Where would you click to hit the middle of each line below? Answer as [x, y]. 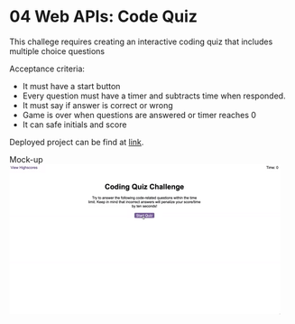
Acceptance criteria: [47, 69]
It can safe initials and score [74, 125]
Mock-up [26, 159]
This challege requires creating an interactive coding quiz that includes [141, 42]
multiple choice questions [57, 51]
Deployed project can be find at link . [77, 142]
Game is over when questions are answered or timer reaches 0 [139, 115]
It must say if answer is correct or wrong [97, 105]
